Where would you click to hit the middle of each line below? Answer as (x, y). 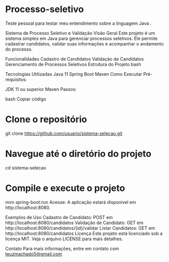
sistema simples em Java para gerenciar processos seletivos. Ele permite (81, 38)
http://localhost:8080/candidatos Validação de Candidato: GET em (74, 223)
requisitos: (16, 79)
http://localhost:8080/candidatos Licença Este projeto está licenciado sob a (84, 233)
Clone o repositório (46, 119)
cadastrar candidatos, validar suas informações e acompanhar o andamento (84, 43)
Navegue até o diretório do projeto (78, 154)
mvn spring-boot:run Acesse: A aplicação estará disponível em (71, 202)
